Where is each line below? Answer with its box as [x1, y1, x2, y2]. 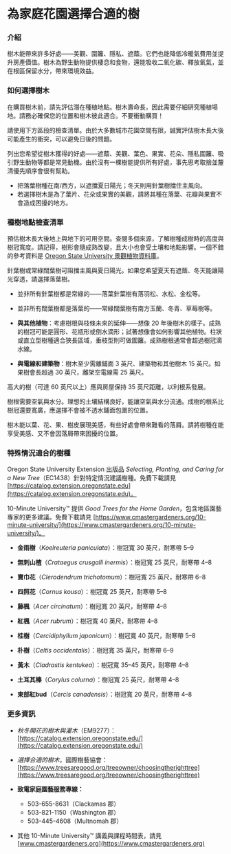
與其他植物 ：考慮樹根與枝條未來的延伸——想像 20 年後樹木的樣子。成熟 [16, 319, 221, 328]
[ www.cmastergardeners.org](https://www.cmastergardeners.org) [16, 839, 205, 847]
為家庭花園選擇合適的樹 [7, 6, 140, 22]
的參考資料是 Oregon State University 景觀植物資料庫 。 [7, 252, 163, 260]
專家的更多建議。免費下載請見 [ [7, 513, 96, 522]
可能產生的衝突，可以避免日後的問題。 [7, 135, 115, 143]
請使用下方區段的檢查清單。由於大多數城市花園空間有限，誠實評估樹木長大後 [7, 126, 224, 135]
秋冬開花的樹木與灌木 [16, 726, 78, 735]
